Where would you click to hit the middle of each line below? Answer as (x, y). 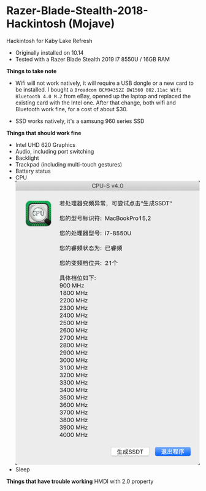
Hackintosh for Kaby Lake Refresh (50, 41)
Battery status (33, 171)
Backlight (27, 158)
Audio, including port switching (55, 151)
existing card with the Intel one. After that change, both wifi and (96, 103)
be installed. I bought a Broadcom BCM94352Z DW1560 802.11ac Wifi (98, 89)
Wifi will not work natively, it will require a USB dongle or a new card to (105, 83)
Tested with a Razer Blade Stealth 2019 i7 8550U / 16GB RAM (93, 59)
